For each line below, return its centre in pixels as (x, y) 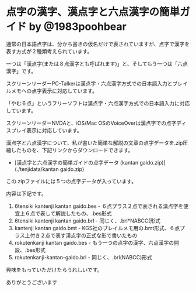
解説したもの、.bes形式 (83, 213)
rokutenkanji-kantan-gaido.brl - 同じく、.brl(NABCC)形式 (83, 257)
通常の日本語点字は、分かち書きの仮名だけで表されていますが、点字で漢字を (98, 44)
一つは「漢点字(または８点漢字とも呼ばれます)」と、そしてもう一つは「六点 (97, 64)
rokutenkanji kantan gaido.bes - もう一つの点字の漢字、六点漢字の (94, 242)
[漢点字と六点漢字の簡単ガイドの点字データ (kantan (76, 162)
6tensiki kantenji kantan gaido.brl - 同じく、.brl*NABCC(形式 (87, 221)
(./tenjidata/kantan (37, 169)
